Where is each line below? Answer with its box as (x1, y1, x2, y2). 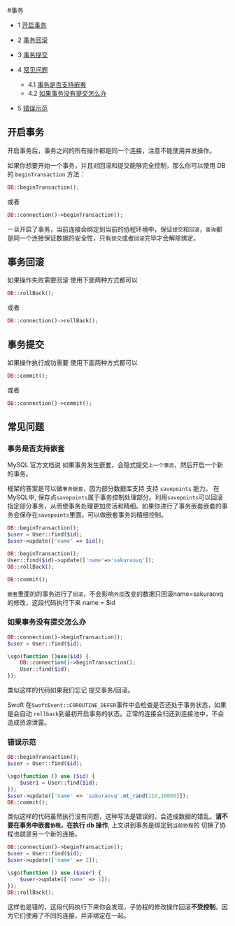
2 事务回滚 (17, 36, 48, 44)
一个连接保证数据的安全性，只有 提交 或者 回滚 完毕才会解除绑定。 (19, 234, 200, 242)
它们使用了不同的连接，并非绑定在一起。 (13, 911, 130, 920)
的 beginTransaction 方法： (7, 170, 86, 178)
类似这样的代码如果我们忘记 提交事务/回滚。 (7, 686, 134, 694)
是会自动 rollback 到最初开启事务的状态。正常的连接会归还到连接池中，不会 (7, 709, 225, 718)
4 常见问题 (17, 66, 48, 73)
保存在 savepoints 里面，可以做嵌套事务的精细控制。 (19, 511, 168, 519)
